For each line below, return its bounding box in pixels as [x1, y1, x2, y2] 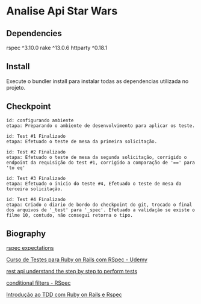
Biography [6, 229, 46, 239]
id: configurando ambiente [6, 117, 74, 123]
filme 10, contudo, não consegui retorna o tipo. [6, 212, 134, 218]
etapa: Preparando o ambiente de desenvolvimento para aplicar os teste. [6, 122, 196, 129]
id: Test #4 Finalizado [6, 196, 66, 202]
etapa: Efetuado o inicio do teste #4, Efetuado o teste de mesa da [6, 181, 182, 187]
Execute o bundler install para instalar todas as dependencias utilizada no [6, 77, 189, 85]
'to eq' [6, 164, 26, 171]
